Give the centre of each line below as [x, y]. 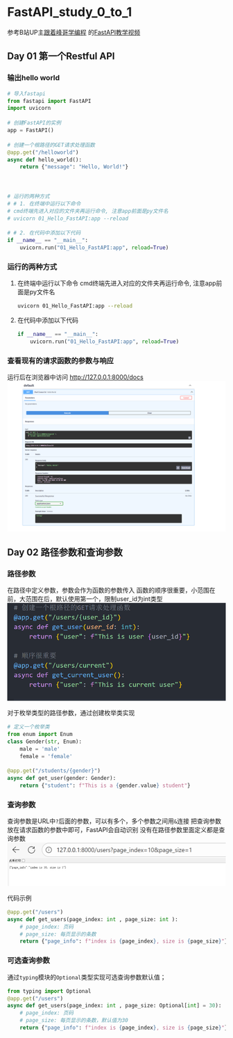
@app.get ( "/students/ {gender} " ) [54, 771]
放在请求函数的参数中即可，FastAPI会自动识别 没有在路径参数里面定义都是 [113, 830]
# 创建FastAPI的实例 [34, 123]
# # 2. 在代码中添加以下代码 [44, 233]
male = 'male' [40, 749]
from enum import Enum [40, 735]
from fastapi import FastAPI [49, 101]
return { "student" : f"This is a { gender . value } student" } [105, 786]
